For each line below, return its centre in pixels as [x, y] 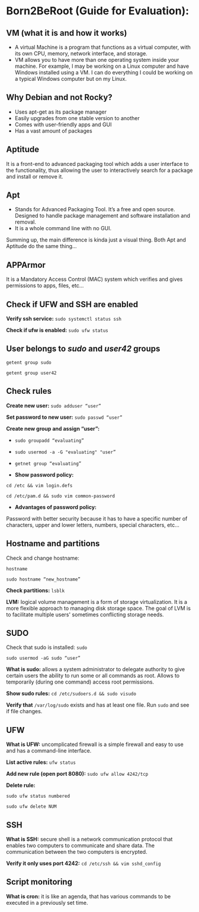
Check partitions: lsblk [36, 590]
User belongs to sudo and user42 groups [83, 349]
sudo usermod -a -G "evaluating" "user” [65, 452]
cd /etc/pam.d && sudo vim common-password [61, 496]
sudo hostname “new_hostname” [44, 579]
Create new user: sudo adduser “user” [54, 405]
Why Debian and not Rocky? [59, 97]
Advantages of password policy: [55, 507]
